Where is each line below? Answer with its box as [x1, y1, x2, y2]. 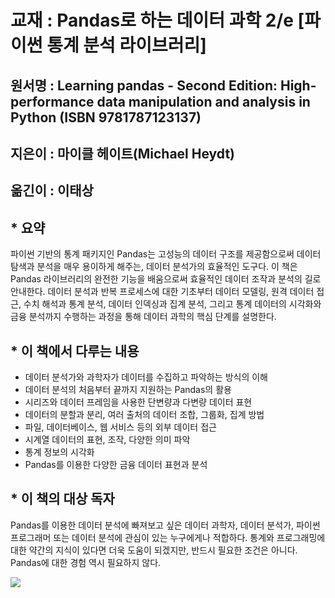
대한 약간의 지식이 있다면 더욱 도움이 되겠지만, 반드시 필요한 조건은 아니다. [10, 544, 298, 556]
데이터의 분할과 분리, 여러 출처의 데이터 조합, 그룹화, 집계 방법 [24, 408, 265, 420]
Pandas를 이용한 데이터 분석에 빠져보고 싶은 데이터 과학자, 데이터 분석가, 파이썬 [10, 519, 321, 531]
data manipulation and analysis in [96, 93, 311, 110]
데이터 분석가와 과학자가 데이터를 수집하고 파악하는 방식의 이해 [24, 371, 268, 383]
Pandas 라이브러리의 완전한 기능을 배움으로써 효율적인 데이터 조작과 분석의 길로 [10, 273, 322, 285]
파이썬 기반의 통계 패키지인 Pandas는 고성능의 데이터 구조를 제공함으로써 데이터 [10, 248, 322, 260]
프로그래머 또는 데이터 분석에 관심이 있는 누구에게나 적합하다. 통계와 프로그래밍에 [10, 531, 326, 543]
